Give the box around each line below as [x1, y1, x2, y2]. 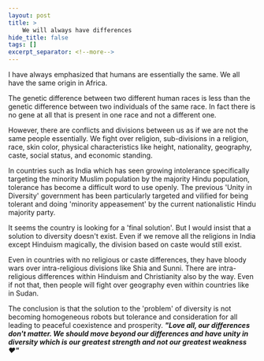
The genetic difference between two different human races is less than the [8, 94, 251, 102]
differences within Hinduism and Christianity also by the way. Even [37, 272, 254, 281]
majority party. [8, 208, 56, 217]
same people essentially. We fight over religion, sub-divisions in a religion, [8, 134, 249, 143]
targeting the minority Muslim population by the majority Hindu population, [8, 174, 250, 184]
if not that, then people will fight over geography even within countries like [8, 281, 250, 289]
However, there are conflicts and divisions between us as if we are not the [8, 125, 249, 135]
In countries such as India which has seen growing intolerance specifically [8, 166, 250, 175]
